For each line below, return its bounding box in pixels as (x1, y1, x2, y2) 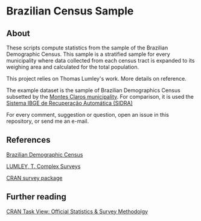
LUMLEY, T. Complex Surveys (6, 163, 81, 170)
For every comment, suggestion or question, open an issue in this (6, 111, 169, 118)
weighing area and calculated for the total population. (6, 63, 139, 70)
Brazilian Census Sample (6, 4, 134, 18)
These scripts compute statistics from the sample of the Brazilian (6, 44, 168, 51)
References (6, 135, 51, 145)
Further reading (6, 191, 66, 202)
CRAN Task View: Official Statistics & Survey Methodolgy (6, 208, 148, 215)
